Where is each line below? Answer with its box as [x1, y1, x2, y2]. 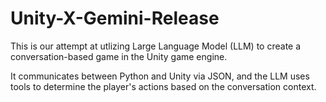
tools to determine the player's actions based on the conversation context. [10, 80, 317, 92]
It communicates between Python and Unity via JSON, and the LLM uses [10, 70, 310, 82]
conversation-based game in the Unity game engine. [10, 50, 228, 62]
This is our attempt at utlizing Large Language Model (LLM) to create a [10, 40, 302, 52]
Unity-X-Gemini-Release [10, 7, 220, 30]
